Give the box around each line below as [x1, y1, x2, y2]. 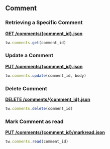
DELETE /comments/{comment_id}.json [5, 96, 90, 102]
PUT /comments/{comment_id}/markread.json [5, 129, 105, 135]
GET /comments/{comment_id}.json [5, 30, 83, 37]
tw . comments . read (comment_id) [5, 139, 69, 144]
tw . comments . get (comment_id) [5, 40, 66, 45]
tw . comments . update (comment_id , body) [5, 73, 86, 78]
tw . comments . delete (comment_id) [5, 106, 73, 111]
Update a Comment [5, 52, 54, 59]
